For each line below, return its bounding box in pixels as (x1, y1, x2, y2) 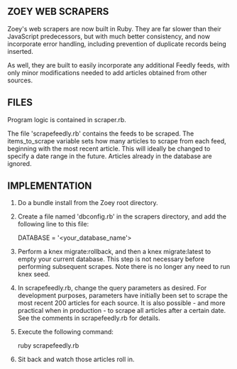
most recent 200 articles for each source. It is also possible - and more (17, 299, 226, 307)
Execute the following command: (17, 328, 114, 336)
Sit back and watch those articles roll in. (17, 355, 135, 364)
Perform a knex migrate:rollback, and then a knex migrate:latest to (17, 248, 211, 256)
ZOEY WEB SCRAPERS (7, 6, 109, 18)
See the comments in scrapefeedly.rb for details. (17, 314, 161, 322)
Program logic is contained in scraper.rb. (7, 115, 126, 123)
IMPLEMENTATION (7, 180, 92, 192)
